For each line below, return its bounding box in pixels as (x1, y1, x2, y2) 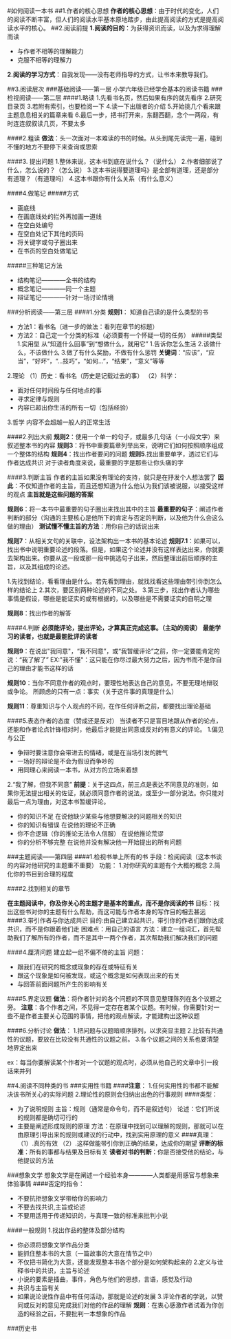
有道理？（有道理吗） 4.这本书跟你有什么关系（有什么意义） (7, 175, 177, 182)
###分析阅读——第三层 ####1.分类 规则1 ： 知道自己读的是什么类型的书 (7, 308, 208, 316)
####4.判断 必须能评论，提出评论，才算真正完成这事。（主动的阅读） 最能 (7, 624, 215, 632)
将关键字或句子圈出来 (16, 238, 78, 246)
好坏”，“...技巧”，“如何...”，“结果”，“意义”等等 (34, 357, 165, 365)
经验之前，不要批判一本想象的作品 (29, 1309, 126, 1318)
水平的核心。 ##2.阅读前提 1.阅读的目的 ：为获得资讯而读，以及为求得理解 (12, 24, 221, 32)
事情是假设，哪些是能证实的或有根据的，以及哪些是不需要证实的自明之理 (7, 595, 212, 602)
